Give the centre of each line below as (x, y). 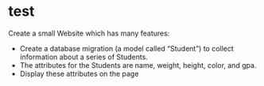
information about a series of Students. (84, 57)
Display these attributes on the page (79, 73)
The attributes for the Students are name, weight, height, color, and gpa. (138, 65)
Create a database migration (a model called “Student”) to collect (127, 48)
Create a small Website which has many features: (89, 33)
